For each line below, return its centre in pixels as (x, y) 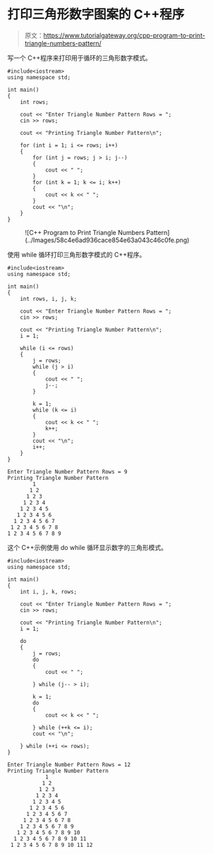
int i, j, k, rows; (49, 591)
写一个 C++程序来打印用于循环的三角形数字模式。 (79, 58)
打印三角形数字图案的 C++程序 (96, 14)
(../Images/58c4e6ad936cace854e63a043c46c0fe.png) (107, 240)
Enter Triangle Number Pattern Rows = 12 (69, 764)
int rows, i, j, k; (49, 299)
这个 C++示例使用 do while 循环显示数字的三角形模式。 (87, 547)
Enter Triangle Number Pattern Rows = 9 (68, 471)
